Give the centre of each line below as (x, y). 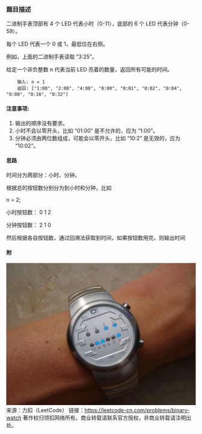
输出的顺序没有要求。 (41, 123)
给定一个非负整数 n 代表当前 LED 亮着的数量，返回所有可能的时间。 (90, 70)
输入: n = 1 (31, 82)
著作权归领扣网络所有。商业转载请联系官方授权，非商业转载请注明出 (107, 417)
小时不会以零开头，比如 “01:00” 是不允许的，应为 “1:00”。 (86, 130)
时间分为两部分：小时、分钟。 (43, 175)
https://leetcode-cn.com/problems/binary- (137, 410)
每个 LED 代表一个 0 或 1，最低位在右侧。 (57, 44)
